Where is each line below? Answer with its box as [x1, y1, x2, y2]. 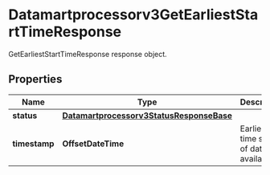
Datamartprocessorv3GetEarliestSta [8, 6, 259, 24]
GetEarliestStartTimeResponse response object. [8, 49, 167, 59]
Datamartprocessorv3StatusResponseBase [62, 110, 233, 121]
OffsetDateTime [62, 138, 125, 149]
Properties [8, 72, 63, 86]
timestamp [12, 138, 55, 149]
